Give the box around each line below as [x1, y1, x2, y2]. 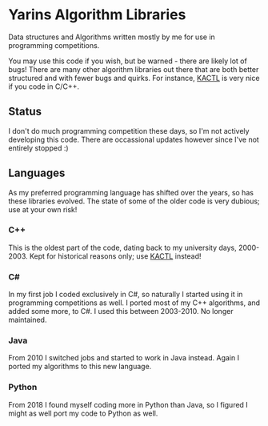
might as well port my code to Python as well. [8, 408, 158, 418]
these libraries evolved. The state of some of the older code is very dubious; [8, 196, 260, 206]
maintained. [8, 315, 47, 325]
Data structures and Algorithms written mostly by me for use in [8, 32, 216, 42]
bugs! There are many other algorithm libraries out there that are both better [8, 64, 259, 74]
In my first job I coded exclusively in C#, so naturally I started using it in [8, 290, 243, 299]
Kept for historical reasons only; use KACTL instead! [29, 251, 202, 261]
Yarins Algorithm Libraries [8, 6, 186, 24]
